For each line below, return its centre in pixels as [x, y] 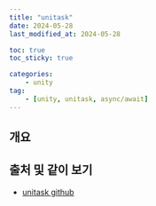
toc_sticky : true [41, 59]
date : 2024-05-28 [41, 26]
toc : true [27, 50]
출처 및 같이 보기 [51, 170]
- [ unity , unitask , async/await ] [87, 99]
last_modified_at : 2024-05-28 [65, 34]
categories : [31, 75]
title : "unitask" [41, 17]
